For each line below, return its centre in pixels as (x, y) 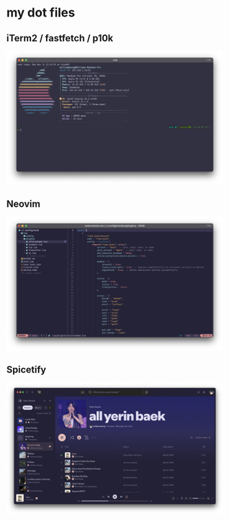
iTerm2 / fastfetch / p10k (60, 38)
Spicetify (26, 370)
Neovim (23, 204)
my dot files (41, 13)
